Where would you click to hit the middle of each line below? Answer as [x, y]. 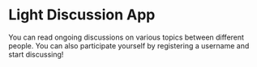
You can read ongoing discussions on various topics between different [126, 37]
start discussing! [36, 54]
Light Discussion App [82, 15]
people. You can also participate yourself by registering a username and [129, 45]
